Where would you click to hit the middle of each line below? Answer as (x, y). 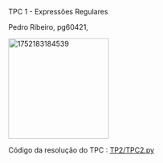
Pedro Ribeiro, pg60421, (48, 27)
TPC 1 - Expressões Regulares (58, 12)
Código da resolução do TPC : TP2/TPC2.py (81, 150)
